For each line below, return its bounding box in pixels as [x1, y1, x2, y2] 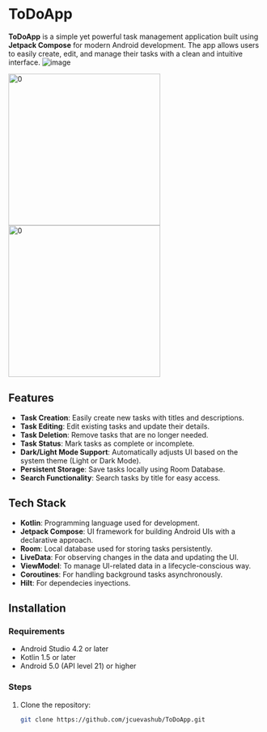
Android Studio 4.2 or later [19, 644, 109, 654]
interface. [8, 57, 40, 67]
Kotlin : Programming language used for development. [19, 518, 200, 527]
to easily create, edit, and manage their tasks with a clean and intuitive [8, 49, 244, 58]
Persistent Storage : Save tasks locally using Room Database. [19, 464, 226, 474]
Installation [8, 601, 66, 615]
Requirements [8, 625, 66, 637]
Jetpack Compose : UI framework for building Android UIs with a [19, 527, 236, 536]
